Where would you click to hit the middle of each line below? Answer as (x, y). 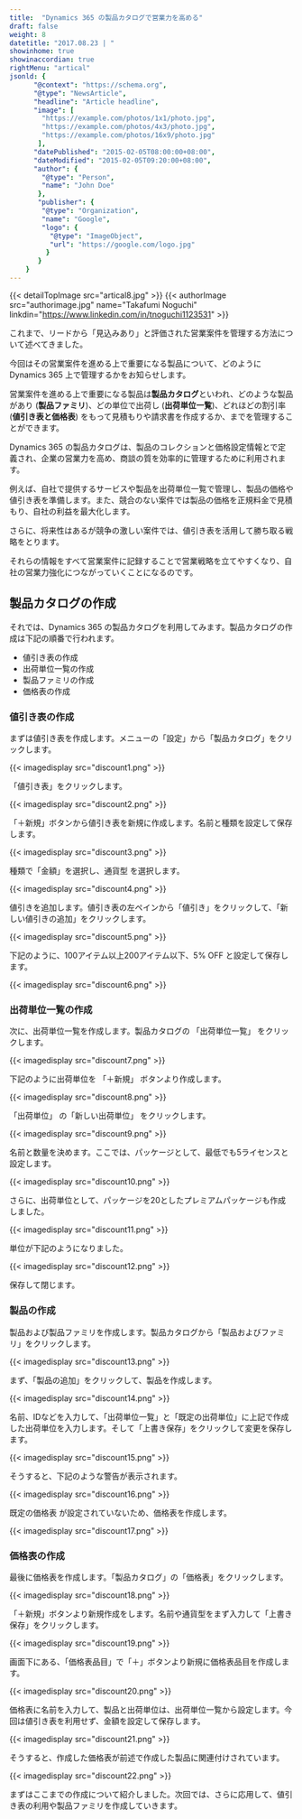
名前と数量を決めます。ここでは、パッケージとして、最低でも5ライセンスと (149, 1153)
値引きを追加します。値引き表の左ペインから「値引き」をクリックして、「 (145, 907)
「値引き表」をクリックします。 (69, 785)
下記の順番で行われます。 (72, 638)
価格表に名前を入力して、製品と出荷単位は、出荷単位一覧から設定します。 (147, 1709)
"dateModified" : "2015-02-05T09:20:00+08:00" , (122, 160)
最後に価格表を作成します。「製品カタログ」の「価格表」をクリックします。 (149, 1577)
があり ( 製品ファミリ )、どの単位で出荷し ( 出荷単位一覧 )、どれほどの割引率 (148, 405)
